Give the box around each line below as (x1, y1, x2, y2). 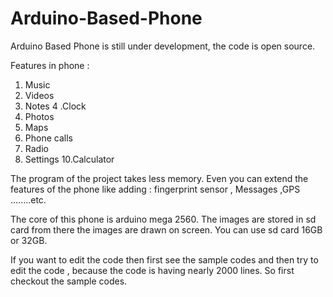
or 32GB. (10, 234, 48, 246)
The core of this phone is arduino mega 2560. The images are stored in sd (10, 213, 317, 225)
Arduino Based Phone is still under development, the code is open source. (10, 40, 316, 52)
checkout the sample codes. (10, 275, 128, 287)
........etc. (10, 193, 47, 206)
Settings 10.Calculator (24, 153, 115, 165)
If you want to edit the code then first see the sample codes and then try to (10, 253, 319, 266)
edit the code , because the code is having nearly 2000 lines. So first (10, 264, 295, 276)
